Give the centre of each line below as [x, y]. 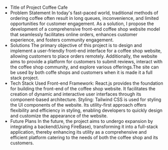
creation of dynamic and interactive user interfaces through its [76, 94]
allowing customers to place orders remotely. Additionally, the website [84, 56]
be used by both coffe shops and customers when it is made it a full [81, 72]
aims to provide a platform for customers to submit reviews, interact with [86, 61]
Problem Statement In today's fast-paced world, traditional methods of [84, 13]
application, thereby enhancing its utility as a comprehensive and [78, 132]
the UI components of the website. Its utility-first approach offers [78, 105]
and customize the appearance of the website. [59, 116]
